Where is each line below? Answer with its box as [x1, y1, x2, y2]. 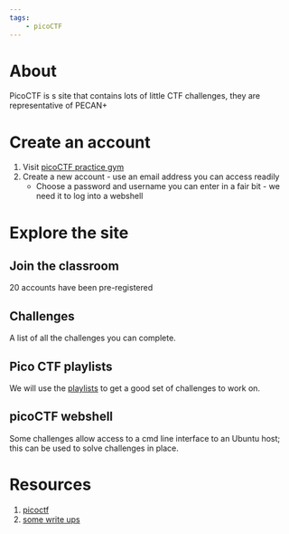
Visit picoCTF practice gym [22, 162, 125, 173]
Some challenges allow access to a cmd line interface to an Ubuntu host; [9, 433, 281, 443]
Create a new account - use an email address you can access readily [22, 171, 280, 182]
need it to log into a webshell [35, 191, 144, 202]
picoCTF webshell [9, 409, 114, 424]
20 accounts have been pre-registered [9, 282, 154, 293]
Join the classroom [9, 258, 119, 273]
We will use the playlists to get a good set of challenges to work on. [9, 383, 260, 394]
